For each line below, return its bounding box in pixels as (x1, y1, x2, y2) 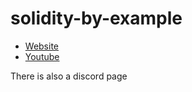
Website (24, 40, 60, 52)
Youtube (24, 50, 60, 62)
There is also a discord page (10, 70, 128, 82)
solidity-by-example (10, 7, 183, 30)
